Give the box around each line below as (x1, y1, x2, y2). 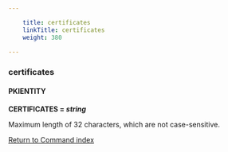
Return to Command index (8, 134, 94, 144)
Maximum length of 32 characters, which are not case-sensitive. (8, 119, 221, 129)
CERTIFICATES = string (8, 104, 86, 114)
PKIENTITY (8, 86, 46, 95)
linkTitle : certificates (22, 25, 105, 34)
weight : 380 (22, 33, 62, 41)
